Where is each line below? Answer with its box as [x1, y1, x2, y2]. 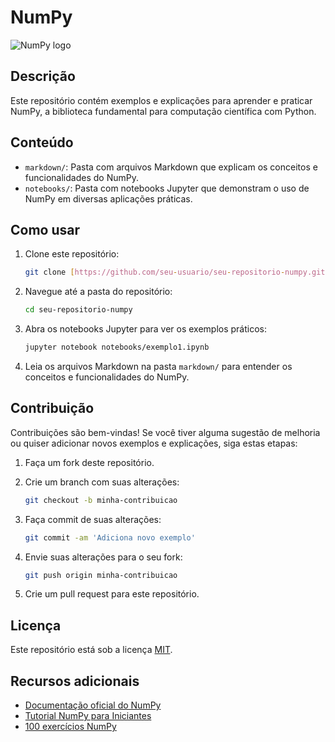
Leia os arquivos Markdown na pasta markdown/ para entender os [24, 361, 293, 372]
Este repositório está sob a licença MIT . [10, 644, 173, 656]
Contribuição [10, 400, 95, 417]
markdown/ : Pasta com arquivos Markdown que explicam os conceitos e [24, 161, 318, 173]
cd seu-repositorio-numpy [24, 305, 133, 315]
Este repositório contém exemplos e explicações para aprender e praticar [10, 94, 313, 106]
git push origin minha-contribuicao [24, 570, 178, 580]
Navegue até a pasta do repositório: [24, 286, 173, 298]
